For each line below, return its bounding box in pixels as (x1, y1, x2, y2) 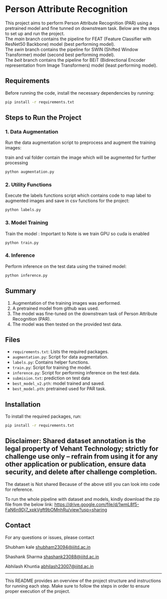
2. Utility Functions (5, 181, 52, 188)
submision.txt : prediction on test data (12, 375, 90, 381)
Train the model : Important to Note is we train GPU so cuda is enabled (5, 231, 150, 237)
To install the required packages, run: (5, 413, 82, 419)
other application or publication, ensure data (5, 460, 146, 469)
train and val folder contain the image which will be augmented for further (5, 154, 157, 160)
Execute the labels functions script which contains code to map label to (5, 193, 152, 199)
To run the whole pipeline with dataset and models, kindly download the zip (5, 496, 160, 502)
